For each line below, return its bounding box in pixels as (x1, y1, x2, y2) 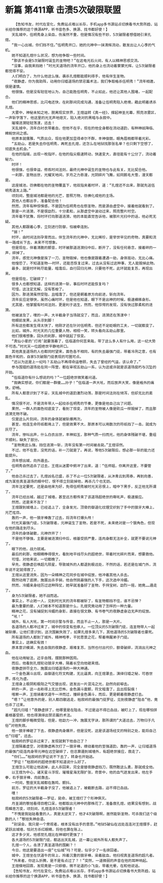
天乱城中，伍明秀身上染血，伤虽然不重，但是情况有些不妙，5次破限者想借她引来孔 (11, 32, 152, 37)
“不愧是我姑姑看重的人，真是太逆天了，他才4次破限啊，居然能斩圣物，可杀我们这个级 (11, 811, 157, 817)
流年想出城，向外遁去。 (11, 458, 52, 463)
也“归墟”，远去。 (5, 733, 35, 738)
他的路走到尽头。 (8, 526, 38, 530)
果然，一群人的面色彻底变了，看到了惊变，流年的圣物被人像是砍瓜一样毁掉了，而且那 (11, 406, 157, 411)
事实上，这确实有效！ (11, 640, 48, 645)
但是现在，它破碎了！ (11, 276, 48, 281)
